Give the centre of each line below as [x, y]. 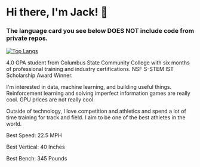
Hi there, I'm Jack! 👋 [57, 12]
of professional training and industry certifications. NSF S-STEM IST [90, 69]
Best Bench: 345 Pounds [37, 159]
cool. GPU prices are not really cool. [50, 100]
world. [14, 124]
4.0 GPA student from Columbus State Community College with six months [98, 63]
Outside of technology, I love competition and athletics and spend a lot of [96, 111]
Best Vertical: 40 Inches [36, 147]
